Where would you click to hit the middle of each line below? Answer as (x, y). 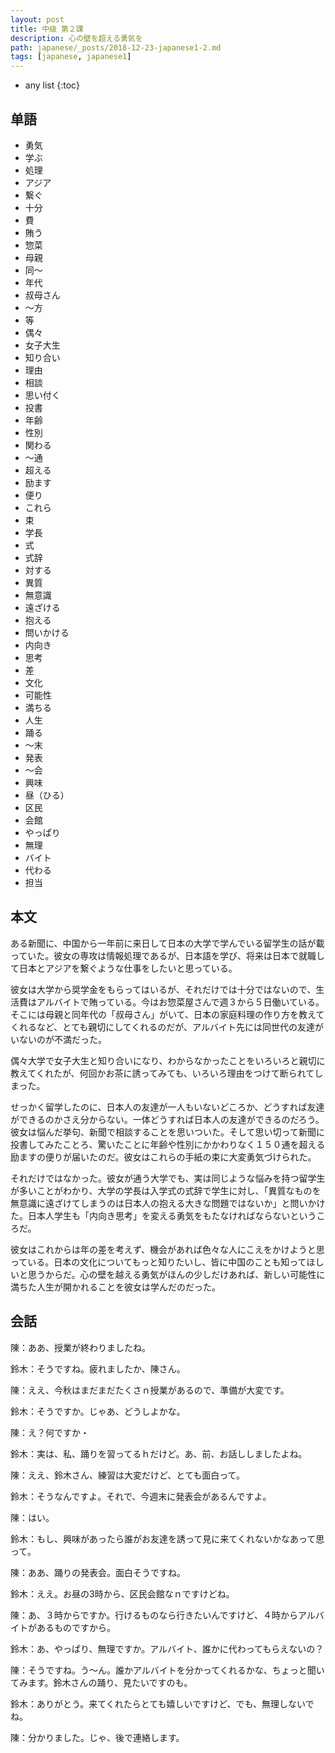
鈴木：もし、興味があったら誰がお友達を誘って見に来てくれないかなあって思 (167, 1538)
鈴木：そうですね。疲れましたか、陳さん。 (98, 1368)
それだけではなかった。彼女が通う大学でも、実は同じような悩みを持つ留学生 (168, 1178)
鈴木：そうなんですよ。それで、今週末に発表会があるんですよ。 (141, 1496)
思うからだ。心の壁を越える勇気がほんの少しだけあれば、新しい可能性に (176, 1274)
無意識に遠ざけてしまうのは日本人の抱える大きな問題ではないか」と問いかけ (168, 1203)
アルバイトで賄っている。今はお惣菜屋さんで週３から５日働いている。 (180, 1002)
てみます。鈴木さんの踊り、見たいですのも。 (101, 1682)
